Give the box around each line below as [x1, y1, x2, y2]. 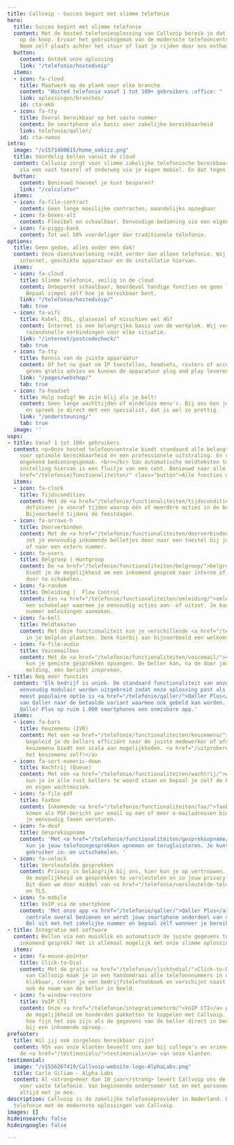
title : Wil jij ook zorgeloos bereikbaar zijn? [13, 1037, 155, 1044]
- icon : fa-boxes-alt [13, 212, 77, 219]
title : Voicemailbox [19, 647, 79, 654]
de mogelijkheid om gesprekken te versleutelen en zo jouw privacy [25, 874, 226, 881]
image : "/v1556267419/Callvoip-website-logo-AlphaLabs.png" [13, 1063, 192, 1070]
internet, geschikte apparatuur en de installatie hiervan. [19, 257, 198, 264]
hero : [7, 17, 23, 24]
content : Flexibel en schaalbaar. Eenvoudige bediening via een [19, 218, 210, 225]
